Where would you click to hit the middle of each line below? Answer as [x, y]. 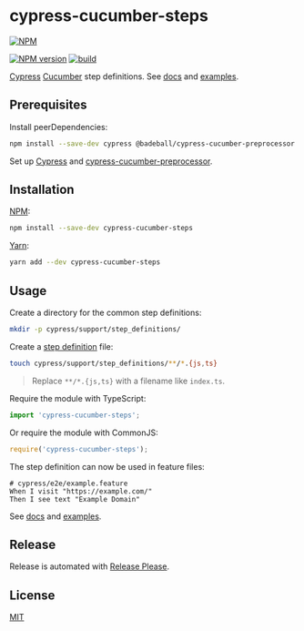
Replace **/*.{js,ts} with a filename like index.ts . [128, 381]
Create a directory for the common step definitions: [106, 312]
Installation [42, 190]
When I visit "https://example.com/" [81, 491]
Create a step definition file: [61, 346]
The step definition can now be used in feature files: [107, 466]
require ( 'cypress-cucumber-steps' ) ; [79, 449]
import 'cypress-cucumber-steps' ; [75, 415]
